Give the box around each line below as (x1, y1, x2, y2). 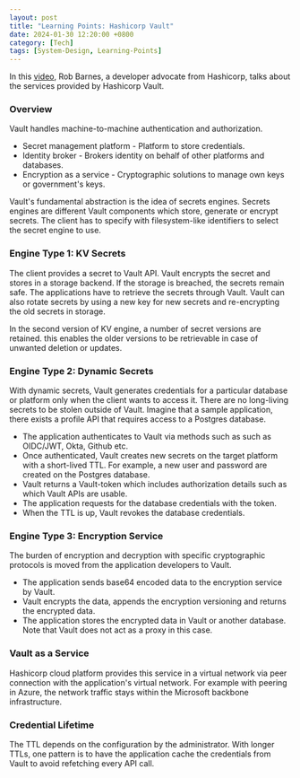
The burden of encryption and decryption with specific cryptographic (9, 550, 266, 561)
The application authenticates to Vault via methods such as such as (21, 432, 271, 442)
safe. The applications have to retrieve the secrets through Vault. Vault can (9, 286, 285, 297)
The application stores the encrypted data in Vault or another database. (21, 616, 287, 626)
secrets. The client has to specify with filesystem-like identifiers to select (9, 215, 279, 226)
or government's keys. (21, 179, 106, 189)
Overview (9, 103, 53, 116)
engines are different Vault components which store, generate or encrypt (9, 205, 279, 216)
